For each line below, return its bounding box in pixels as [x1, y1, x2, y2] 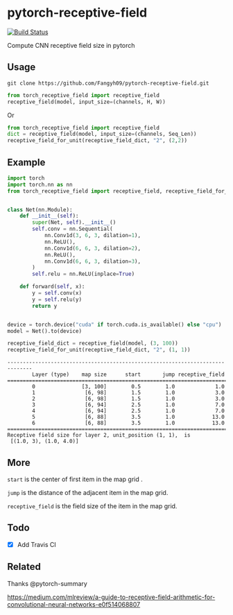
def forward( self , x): [19, 283, 85, 291]
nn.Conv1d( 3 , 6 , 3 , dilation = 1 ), [44, 232, 141, 239]
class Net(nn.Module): [7, 206, 73, 213]
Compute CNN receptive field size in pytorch [7, 41, 135, 49]
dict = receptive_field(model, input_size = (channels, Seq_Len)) [7, 130, 197, 138]
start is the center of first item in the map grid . [7, 475, 144, 483]
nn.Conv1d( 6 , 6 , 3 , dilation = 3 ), [44, 258, 141, 265]
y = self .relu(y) [32, 296, 82, 303]
